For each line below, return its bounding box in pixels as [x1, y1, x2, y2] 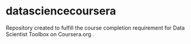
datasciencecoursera [5, 4, 116, 18]
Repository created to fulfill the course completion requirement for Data [5, 24, 185, 31]
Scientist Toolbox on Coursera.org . [5, 30, 95, 37]
